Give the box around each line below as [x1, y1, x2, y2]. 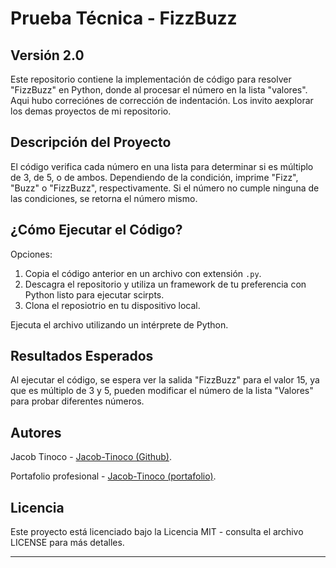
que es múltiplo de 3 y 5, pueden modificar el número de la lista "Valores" [10, 385, 314, 397]
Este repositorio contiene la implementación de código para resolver [10, 73, 292, 85]
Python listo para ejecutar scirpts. [24, 288, 165, 301]
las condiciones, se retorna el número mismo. [10, 192, 198, 204]
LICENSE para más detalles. [10, 537, 125, 549]
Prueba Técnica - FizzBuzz [10, 7, 238, 30]
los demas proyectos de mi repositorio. [10, 105, 172, 117]
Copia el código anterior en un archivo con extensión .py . [24, 267, 262, 279]
